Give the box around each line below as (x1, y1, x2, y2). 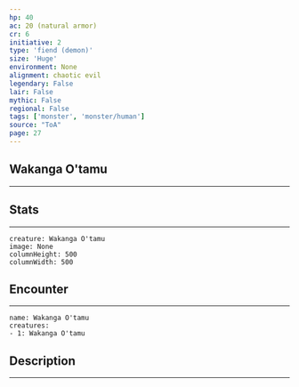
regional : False (9, 104, 69, 113)
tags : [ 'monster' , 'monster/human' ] (9, 112, 145, 121)
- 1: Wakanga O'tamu (9, 329, 86, 338)
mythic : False (9, 95, 62, 105)
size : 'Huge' (9, 54, 58, 63)
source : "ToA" (9, 121, 62, 130)
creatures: (9, 321, 50, 330)
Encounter (9, 281, 69, 296)
